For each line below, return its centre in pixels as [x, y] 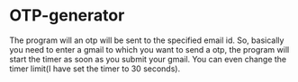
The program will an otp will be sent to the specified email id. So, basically [147, 40]
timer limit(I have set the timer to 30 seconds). [95, 69]
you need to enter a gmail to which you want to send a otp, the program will [149, 49]
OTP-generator [67, 16]
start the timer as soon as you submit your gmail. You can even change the [148, 59]
